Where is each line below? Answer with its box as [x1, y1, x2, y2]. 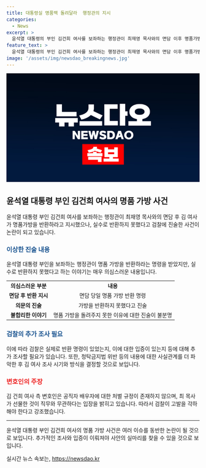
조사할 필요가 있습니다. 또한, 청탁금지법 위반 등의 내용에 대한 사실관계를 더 [12, 353, 189, 360]
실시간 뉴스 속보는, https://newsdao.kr [6, 454, 100, 462]
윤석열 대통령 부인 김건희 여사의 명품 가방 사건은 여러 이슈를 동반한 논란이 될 [6, 426, 188, 434]
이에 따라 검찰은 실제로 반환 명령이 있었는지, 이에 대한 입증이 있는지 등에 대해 [6, 345, 189, 353]
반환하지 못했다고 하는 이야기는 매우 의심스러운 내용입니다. [17, 268, 158, 276]
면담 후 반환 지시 [9, 292, 48, 299]
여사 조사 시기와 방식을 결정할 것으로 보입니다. [30, 360, 140, 368]
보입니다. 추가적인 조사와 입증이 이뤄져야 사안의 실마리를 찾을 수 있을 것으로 [12, 434, 193, 442]
